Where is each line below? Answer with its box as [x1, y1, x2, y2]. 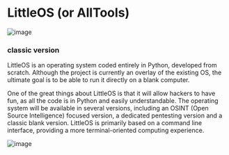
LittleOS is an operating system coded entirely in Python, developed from [7, 61, 217, 70]
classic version [7, 45, 60, 55]
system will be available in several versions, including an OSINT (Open [7, 104, 209, 113]
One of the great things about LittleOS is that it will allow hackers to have [7, 89, 216, 98]
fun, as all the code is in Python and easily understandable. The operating [7, 97, 219, 105]
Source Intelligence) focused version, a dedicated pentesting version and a [7, 111, 223, 120]
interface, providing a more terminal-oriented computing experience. [7, 127, 205, 135]
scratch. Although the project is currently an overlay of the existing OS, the [7, 68, 222, 77]
